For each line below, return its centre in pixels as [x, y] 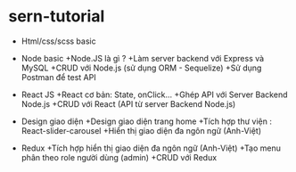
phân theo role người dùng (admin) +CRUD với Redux [119, 157]
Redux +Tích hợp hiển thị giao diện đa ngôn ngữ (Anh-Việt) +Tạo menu [151, 148]
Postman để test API [58, 77]
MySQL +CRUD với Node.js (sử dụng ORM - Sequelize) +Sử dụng [141, 68]
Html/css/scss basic [58, 41]
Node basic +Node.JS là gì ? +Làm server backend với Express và [143, 58]
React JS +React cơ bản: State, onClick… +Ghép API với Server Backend [154, 94]
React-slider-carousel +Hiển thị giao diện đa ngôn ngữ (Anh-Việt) [141, 130]
